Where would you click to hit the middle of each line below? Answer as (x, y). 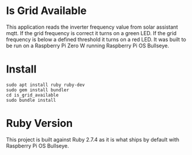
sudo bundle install (31, 100)
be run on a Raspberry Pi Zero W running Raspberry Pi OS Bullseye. (88, 46)
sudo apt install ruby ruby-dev (45, 85)
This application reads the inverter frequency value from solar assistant (92, 27)
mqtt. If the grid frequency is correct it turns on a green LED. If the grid (91, 33)
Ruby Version (40, 123)
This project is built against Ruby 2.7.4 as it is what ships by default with (93, 139)
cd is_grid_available (32, 95)
